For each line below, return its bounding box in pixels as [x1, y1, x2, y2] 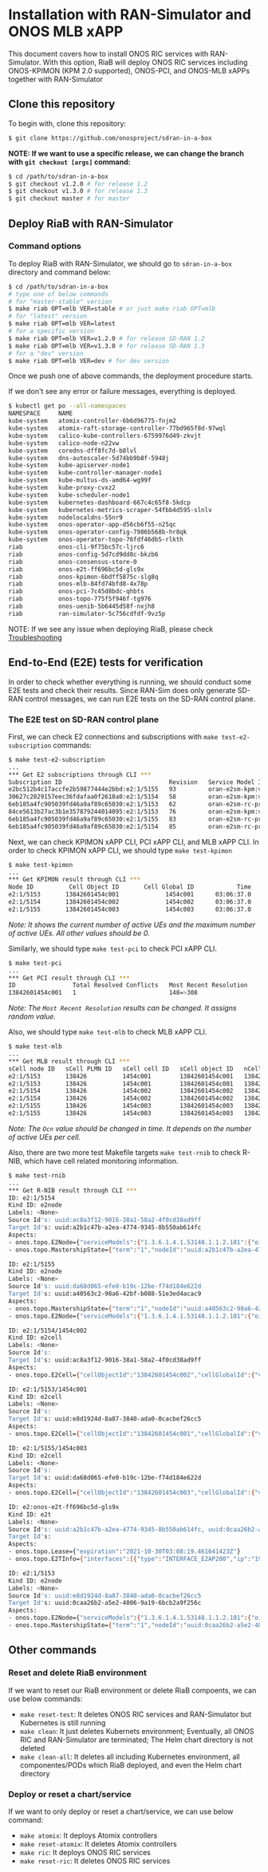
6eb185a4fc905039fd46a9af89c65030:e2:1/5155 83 [8, 815, 177, 823]
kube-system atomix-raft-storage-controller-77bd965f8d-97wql [8, 424, 227, 432]
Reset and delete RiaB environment [8, 1667, 148, 1678]
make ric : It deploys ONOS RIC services [19, 1847, 152, 1857]
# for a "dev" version [8, 349, 84, 357]
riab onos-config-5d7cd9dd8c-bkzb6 [8, 550, 159, 558]
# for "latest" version [8, 313, 88, 321]
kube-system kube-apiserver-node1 [8, 461, 130, 470]
